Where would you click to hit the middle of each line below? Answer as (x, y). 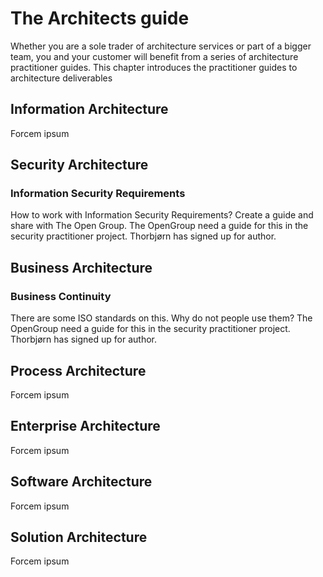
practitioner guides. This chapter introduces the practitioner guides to (154, 67)
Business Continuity (61, 296)
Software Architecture (81, 482)
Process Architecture (78, 370)
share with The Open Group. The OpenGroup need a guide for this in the (159, 226)
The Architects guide (100, 18)
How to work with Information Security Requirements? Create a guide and (162, 215)
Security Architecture (79, 165)
